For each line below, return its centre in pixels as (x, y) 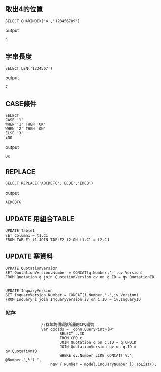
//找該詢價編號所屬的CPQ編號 (68, 325)
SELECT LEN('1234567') (29, 68)
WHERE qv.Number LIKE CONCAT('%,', (97, 356)
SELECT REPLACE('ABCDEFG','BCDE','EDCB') (49, 183)
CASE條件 (21, 104)
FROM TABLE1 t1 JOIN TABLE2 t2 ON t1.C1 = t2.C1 (57, 240)
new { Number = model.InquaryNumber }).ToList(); (103, 365)
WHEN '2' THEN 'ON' (26, 129)
